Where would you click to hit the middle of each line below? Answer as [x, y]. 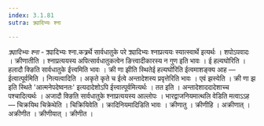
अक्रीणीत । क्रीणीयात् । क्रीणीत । [51, 113]
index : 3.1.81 [31, 15]
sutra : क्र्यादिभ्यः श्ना [35, 23]
